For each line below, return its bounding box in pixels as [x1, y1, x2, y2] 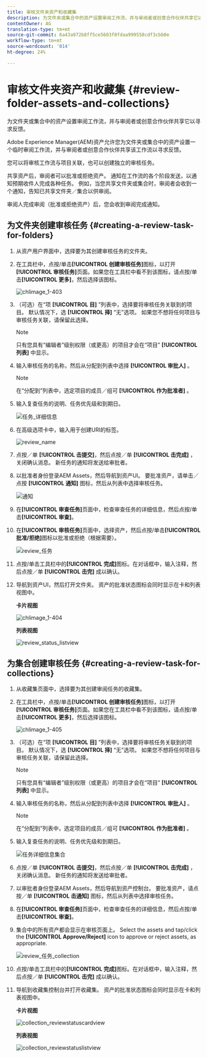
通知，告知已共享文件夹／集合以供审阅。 [12, 187, 115, 194]
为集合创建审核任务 [7, 658, 80, 668]
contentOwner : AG [7, 20, 52, 26]
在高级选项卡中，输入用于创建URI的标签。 [15, 426, 122, 433]
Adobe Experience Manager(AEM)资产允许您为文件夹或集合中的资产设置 [7, 138, 191, 145]
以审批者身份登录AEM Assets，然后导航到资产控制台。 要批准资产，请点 [15, 885, 199, 892]
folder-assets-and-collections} [7, 96, 170, 110]
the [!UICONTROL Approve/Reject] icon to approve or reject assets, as [15, 933, 197, 941]
